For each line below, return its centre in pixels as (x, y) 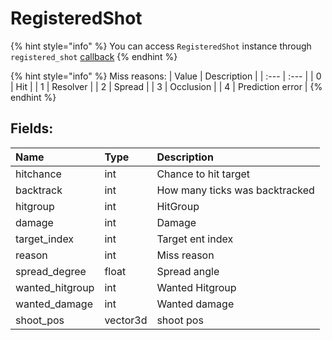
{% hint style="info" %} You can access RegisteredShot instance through (161, 46)
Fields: (32, 128)
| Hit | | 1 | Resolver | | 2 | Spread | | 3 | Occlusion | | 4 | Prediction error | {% (166, 86)
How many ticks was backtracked (235, 190)
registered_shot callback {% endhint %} (94, 56)
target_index (45, 239)
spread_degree (51, 271)
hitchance (38, 174)
